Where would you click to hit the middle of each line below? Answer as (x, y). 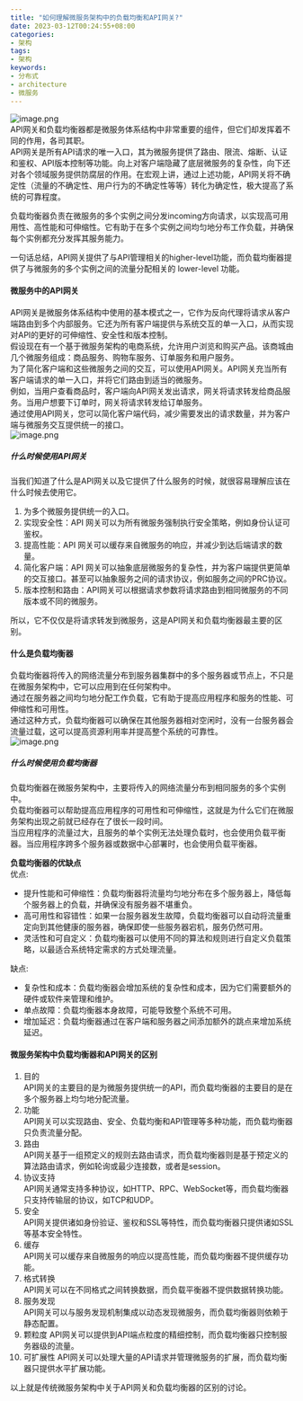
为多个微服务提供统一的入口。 (78, 511)
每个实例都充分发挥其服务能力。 (69, 238)
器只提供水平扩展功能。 (67, 1369)
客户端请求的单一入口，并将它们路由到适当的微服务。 (109, 379)
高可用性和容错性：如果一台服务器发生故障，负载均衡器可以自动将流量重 (157, 915)
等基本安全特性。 (55, 1234)
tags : (20, 51)
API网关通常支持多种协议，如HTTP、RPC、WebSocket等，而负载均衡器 (156, 1189)
